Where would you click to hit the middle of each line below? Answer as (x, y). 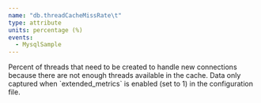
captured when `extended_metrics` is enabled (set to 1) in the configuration (130, 84)
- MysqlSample (38, 45)
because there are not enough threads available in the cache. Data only (125, 75)
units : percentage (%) (45, 30)
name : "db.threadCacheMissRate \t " (65, 15)
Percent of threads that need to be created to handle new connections (123, 67)
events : (21, 37)
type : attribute (35, 23)
